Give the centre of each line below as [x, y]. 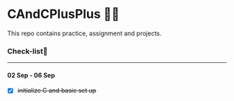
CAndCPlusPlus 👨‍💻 [63, 14]
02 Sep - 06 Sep [31, 75]
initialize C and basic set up [57, 91]
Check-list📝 [28, 51]
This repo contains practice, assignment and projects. [85, 33]
